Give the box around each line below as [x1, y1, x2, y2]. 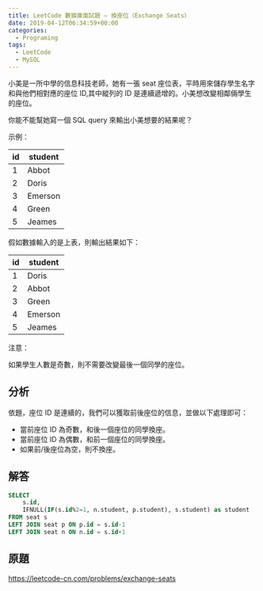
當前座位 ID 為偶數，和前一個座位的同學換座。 [19, 434, 170, 444]
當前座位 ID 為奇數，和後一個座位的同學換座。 [19, 425, 170, 434]
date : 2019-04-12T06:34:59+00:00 [8, 19, 119, 27]
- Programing [15, 33, 59, 42]
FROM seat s [8, 513, 48, 521]
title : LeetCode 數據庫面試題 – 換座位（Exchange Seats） [8, 11, 191, 20]
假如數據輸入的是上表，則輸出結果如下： [8, 237, 140, 246]
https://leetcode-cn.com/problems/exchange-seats [8, 574, 177, 583]
